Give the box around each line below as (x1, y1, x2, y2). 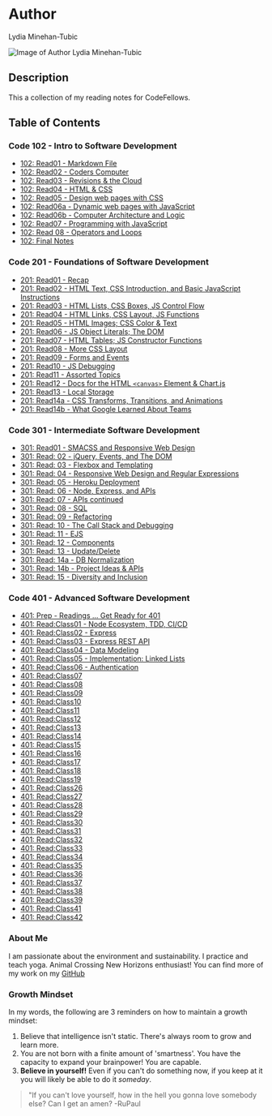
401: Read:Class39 (19, 895, 83, 905)
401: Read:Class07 (19, 671, 83, 681)
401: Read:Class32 (19, 835, 83, 844)
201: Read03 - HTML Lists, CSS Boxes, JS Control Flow (19, 301, 205, 311)
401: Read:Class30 (19, 818, 83, 827)
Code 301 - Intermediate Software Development (8, 424, 200, 436)
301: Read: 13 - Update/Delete (19, 547, 121, 556)
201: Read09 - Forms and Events (19, 352, 130, 362)
